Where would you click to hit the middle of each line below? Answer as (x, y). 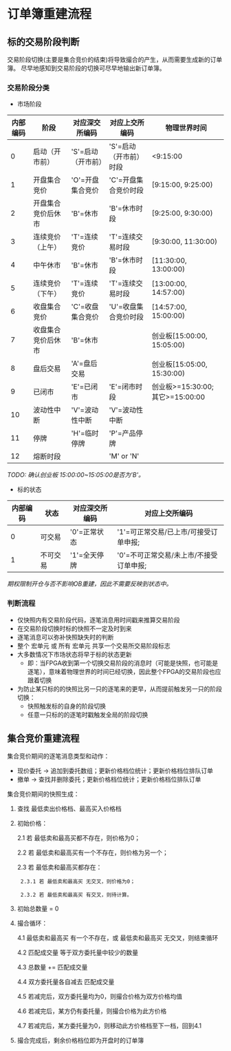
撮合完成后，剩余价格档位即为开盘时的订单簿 (80, 1041)
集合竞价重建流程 (43, 738)
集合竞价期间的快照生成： (43, 794)
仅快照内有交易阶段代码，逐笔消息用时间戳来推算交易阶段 (98, 620)
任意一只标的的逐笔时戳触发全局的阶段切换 (88, 715)
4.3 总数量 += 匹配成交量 (52, 967)
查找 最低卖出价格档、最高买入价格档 (69, 809)
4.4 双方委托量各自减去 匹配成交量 (66, 982)
